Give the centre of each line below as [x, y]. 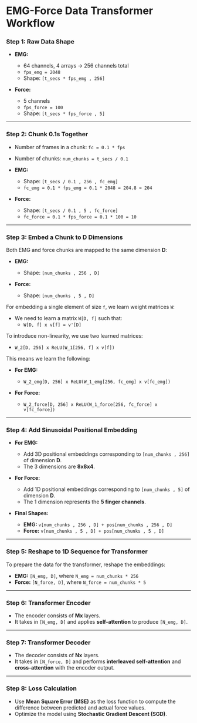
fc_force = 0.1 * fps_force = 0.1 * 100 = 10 [80, 217]
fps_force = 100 [43, 108]
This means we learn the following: [48, 359]
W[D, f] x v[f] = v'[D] [52, 325]
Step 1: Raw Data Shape [40, 42]
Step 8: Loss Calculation [42, 688]
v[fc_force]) [39, 410]
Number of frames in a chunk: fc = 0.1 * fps [70, 147]
